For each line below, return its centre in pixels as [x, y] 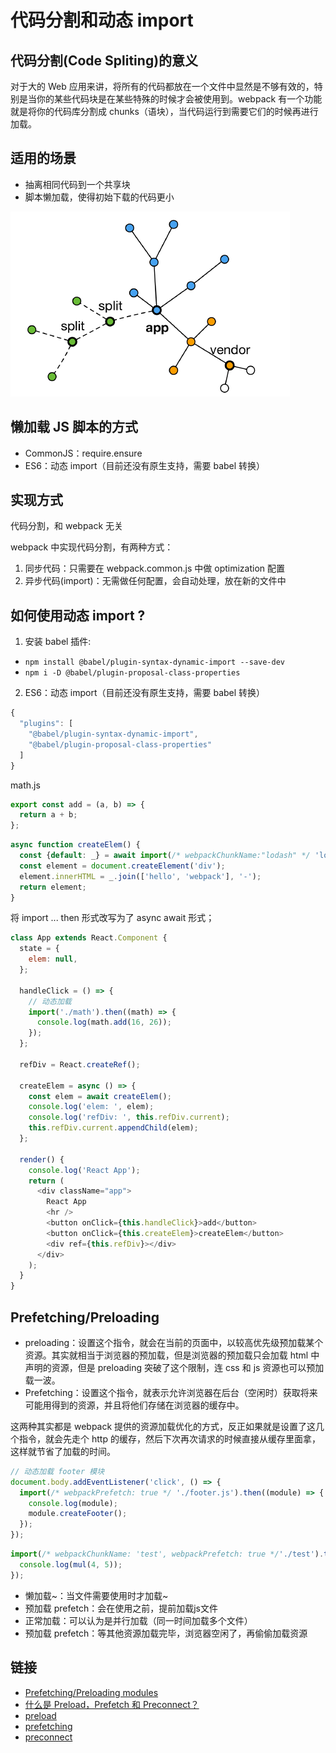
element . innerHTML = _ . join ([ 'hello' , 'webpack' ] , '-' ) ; [140, 876]
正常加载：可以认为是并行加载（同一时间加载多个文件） [138, 1620]
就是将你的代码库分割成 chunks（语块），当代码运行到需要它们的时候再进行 [164, 111]
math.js [25, 785]
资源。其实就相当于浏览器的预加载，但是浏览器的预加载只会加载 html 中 [172, 1355]
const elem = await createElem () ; [100, 1096]
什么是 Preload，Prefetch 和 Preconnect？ [112, 1704]
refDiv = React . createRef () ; [80, 1064]
